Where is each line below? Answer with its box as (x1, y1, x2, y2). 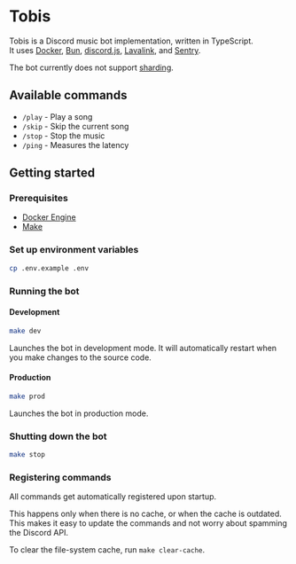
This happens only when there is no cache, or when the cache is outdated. (9, 508, 282, 520)
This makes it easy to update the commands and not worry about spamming (9, 518, 288, 529)
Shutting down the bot (9, 430, 107, 443)
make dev (9, 326, 42, 335)
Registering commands (9, 471, 113, 483)
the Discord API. (9, 528, 69, 538)
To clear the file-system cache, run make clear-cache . (9, 544, 206, 555)
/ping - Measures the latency (21, 139, 129, 150)
